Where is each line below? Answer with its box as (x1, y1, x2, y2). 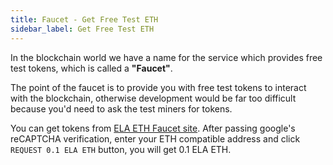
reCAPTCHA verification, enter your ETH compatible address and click (10, 132, 301, 145)
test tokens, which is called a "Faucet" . (10, 62, 173, 74)
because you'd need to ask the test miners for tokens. (10, 102, 233, 115)
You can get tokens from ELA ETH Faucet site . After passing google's (10, 122, 296, 134)
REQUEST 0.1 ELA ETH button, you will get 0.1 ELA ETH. (10, 143, 232, 155)
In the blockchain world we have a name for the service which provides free (10, 51, 323, 63)
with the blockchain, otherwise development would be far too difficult (10, 92, 297, 104)
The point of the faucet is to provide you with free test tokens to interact (10, 81, 307, 93)
